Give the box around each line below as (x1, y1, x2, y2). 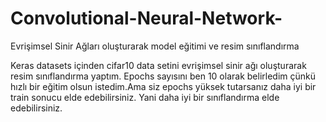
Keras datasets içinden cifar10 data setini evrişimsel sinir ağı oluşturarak (10, 59, 307, 71)
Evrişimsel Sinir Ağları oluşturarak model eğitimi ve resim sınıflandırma (10, 40, 300, 52)
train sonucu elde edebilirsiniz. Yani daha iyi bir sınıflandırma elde (10, 91, 280, 103)
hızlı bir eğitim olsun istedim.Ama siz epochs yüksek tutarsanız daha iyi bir (10, 80, 317, 92)
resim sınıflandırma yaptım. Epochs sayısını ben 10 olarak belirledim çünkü (10, 70, 316, 82)
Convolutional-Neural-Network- (10, 7, 283, 30)
